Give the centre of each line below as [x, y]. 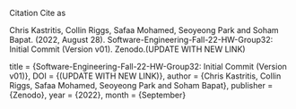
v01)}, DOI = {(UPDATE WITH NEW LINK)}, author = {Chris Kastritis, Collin [145, 76]
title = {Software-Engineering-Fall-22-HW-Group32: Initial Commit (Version [148, 67]
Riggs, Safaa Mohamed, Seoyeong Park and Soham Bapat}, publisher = [141, 85]
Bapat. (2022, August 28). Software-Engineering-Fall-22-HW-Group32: [141, 40]
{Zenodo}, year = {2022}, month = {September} [98, 95]
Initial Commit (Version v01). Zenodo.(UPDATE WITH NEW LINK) [127, 49]
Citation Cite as [38, 13]
